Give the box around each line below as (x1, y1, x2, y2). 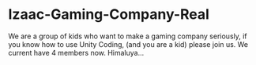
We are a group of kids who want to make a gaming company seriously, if (8, 31, 247, 41)
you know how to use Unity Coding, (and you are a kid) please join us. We (8, 39, 249, 49)
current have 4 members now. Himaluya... (8, 48, 145, 57)
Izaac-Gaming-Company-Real (8, 5, 209, 23)
